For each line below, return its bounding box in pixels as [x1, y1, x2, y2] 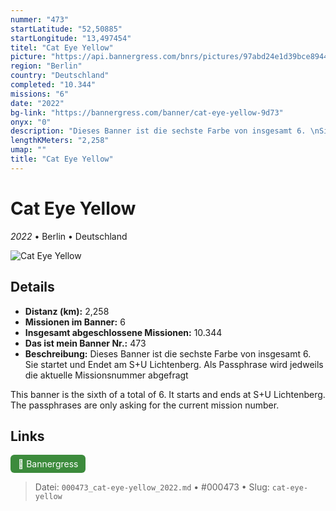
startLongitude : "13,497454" [10, 33, 132, 43]
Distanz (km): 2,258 [24, 305, 110, 317]
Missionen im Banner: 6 [24, 316, 126, 328]
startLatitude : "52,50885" [10, 24, 123, 34]
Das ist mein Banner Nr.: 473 [24, 337, 147, 349]
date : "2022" [10, 98, 65, 108]
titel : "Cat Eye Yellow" [10, 42, 114, 53]
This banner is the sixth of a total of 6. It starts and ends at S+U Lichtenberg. [10, 388, 326, 400]
